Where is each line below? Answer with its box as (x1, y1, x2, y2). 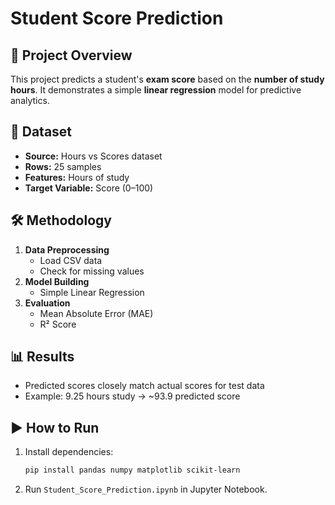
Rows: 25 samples (24, 160, 102, 172)
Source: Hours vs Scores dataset (24, 150, 163, 162)
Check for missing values (39, 265, 145, 277)
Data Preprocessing (24, 243, 110, 256)
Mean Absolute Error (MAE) (39, 307, 154, 319)
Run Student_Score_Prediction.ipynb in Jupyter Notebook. (24, 483, 268, 496)
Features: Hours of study (24, 171, 130, 183)
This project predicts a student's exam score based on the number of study (10, 73, 325, 85)
